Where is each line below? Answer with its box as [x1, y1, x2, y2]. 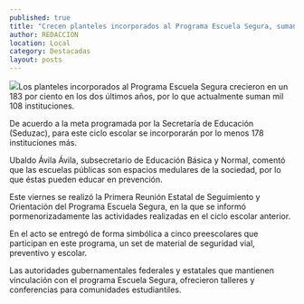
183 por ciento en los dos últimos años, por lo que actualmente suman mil [9, 91, 284, 101]
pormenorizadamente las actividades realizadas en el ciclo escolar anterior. [9, 211, 291, 222]
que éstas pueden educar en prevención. [9, 174, 163, 185]
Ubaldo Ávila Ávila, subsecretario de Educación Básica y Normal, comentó [9, 155, 286, 166]
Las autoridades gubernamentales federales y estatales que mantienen [9, 265, 274, 276]
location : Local [9, 38, 71, 48]
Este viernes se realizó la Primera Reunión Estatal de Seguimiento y [9, 192, 261, 202]
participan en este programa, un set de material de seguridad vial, [9, 238, 255, 249]
